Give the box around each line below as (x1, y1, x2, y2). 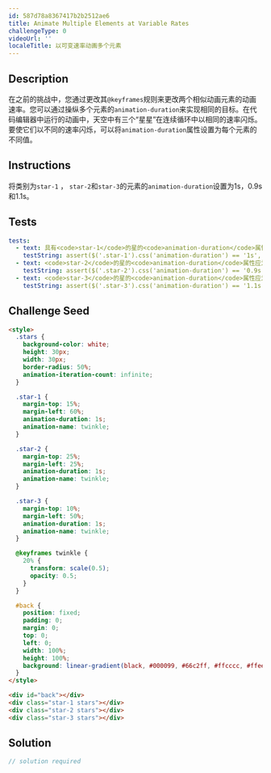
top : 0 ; (23, 631, 48, 640)
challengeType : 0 (8, 27, 67, 35)
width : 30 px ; (23, 356, 67, 364)
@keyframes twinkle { (15, 549, 89, 558)
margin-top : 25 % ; (23, 452, 81, 461)
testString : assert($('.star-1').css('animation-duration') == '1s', (23, 251, 262, 260)
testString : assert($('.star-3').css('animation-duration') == (23, 281, 240, 289)
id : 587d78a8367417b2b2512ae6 (8, 11, 110, 20)
